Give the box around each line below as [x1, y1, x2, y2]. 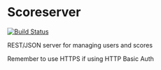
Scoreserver [7, 4, 81, 20]
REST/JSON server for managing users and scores [7, 41, 153, 49]
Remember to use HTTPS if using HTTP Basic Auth [7, 54, 154, 63]
